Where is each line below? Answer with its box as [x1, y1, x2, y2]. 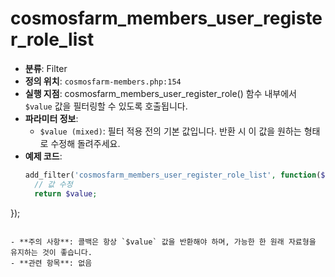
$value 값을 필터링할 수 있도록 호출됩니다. [24, 100, 188, 112]
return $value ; [34, 188, 98, 199]
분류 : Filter [24, 62, 68, 74]
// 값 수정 [34, 179, 73, 189]
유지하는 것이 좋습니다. [10, 247, 93, 257]
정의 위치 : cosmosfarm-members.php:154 [24, 75, 182, 87]
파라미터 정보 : [24, 112, 79, 124]
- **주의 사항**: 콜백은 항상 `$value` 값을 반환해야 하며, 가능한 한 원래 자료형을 [10, 237, 317, 247]
